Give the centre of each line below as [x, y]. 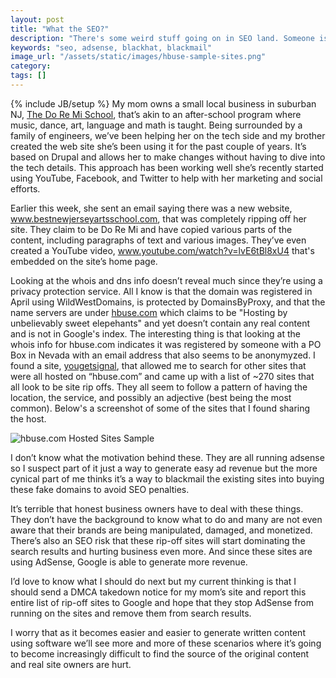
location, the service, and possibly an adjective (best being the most [151, 397]
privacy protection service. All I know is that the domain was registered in [161, 291]
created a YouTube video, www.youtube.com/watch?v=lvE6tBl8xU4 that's [162, 250]
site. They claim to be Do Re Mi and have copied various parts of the [151, 229]
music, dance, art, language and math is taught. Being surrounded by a [156, 125]
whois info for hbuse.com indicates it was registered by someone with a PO [166, 344]
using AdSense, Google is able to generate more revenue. [129, 562]
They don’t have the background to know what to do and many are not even [166, 519]
